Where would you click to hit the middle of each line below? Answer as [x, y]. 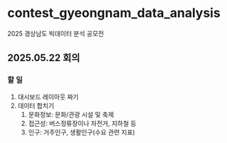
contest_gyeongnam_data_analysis [114, 13]
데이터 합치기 [36, 105]
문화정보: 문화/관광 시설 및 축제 [71, 114]
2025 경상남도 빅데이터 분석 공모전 [56, 33]
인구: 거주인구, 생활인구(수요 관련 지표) [82, 132]
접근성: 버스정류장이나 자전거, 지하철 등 [82, 123]
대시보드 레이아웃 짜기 [48, 96]
